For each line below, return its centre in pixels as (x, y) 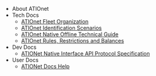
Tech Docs (25, 15)
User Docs (25, 60)
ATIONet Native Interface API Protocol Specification (85, 53)
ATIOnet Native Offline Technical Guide (70, 34)
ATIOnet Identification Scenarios (61, 28)
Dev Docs (24, 47)
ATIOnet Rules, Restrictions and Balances (73, 41)
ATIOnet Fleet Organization (55, 21)
